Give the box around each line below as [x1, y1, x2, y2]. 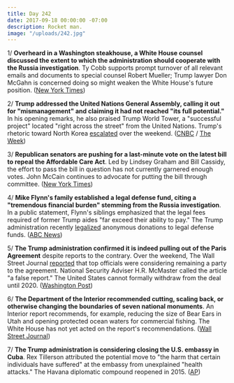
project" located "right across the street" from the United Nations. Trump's [7, 122, 222, 130]
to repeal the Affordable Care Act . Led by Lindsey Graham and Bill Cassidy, [7, 158, 226, 166]
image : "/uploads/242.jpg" [7, 29, 86, 37]
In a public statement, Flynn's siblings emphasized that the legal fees [7, 208, 206, 217]
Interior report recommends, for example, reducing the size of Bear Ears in [7, 310, 221, 318]
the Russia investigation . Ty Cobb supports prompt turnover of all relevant [7, 64, 224, 72]
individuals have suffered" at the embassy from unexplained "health [7, 361, 203, 369]
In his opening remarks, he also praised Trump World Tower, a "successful [7, 115, 221, 123]
